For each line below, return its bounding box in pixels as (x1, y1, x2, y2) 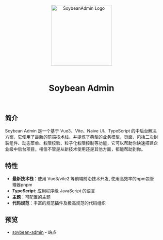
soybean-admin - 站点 (12, 229, 57, 235)
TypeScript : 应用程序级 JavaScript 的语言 (12, 187, 96, 194)
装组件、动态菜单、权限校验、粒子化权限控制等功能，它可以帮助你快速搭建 (5, 140, 154, 146)
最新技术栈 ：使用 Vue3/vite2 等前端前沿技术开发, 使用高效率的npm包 (12, 175, 150, 182)
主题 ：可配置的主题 (12, 194, 51, 200)
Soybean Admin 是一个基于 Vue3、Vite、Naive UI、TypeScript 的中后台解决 (5, 128, 157, 133)
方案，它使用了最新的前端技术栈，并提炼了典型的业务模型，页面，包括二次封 (5, 134, 158, 140)
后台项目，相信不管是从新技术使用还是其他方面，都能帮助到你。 (17, 146, 146, 152)
